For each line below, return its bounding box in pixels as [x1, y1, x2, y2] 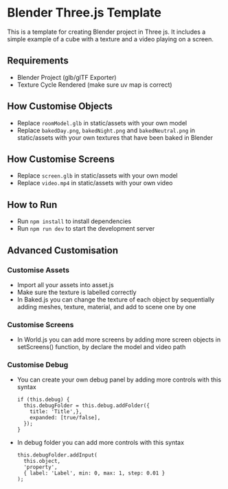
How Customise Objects [7, 101, 113, 112]
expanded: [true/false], [30, 415, 101, 422]
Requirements [7, 55, 69, 67]
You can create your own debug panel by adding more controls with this [16, 375, 222, 384]
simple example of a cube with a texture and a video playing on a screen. [7, 34, 214, 43]
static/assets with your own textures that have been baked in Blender [16, 133, 213, 142]
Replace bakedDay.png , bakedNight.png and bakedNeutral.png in [16, 126, 196, 134]
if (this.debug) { [16, 396, 70, 404]
